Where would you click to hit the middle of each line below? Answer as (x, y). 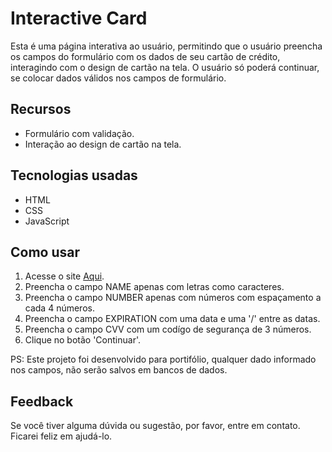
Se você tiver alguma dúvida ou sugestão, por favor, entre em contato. (155, 426)
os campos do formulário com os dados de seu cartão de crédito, (145, 56)
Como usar (45, 252)
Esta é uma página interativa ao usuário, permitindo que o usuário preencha (166, 46)
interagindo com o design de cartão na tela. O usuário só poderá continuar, (165, 67)
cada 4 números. (59, 308)
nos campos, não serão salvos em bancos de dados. (119, 370)
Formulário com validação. (79, 133)
